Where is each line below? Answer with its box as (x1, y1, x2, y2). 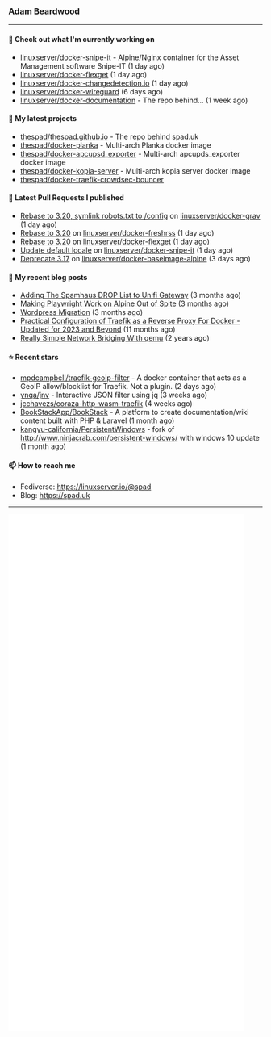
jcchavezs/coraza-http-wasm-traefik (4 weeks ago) (19, 399, 193, 408)
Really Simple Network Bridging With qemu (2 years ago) (19, 333, 210, 343)
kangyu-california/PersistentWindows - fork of (19, 424, 175, 434)
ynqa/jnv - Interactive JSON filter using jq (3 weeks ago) (19, 390, 208, 400)
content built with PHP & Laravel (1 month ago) (19, 416, 175, 425)
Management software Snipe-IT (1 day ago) (19, 61, 165, 70)
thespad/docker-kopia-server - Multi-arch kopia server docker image (19, 165, 252, 175)
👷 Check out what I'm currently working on (8, 34, 155, 44)
